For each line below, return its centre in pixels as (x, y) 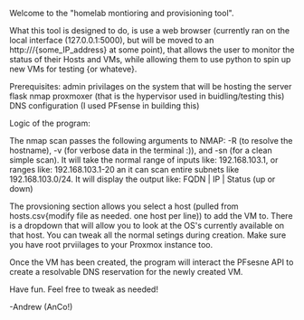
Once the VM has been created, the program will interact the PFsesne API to (152, 262)
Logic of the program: (50, 123)
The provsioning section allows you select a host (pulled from (124, 206)
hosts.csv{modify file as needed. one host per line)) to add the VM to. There (151, 216)
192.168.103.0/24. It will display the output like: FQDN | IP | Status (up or (142, 179)
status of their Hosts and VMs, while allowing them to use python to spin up (150, 59)
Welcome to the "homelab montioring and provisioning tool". (122, 13)
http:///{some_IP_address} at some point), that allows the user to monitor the (152, 50)
